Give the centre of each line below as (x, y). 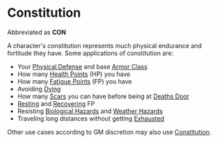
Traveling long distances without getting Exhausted (91, 118)
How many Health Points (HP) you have (74, 74)
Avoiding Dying (39, 89)
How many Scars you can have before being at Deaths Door (103, 96)
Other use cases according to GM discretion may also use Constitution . (109, 132)
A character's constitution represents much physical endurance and (105, 45)
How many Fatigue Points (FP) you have (74, 81)
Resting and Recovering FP (56, 103)
